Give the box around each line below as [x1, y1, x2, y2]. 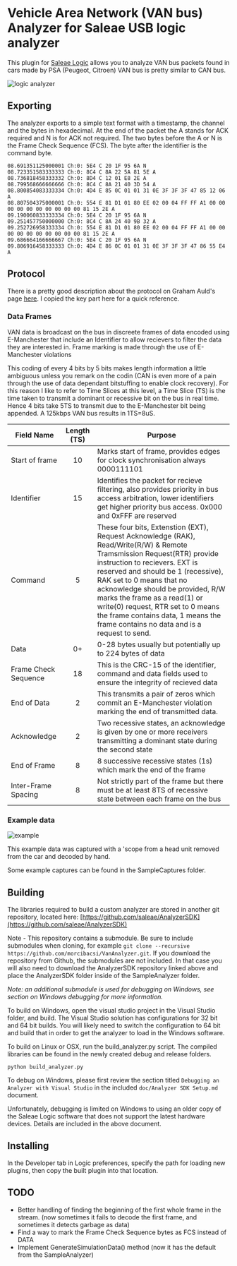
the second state [97, 744, 153, 754]
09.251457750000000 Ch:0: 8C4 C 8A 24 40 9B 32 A [7, 217, 157, 225]
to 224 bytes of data [97, 648, 165, 658]
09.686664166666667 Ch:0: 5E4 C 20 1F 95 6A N [7, 236, 147, 243]
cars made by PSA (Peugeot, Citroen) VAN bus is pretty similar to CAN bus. [7, 66, 226, 74]
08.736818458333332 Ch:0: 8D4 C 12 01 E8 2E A [7, 174, 147, 181]
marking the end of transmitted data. [97, 706, 219, 716]
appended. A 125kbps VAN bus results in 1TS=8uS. [7, 409, 155, 417]
